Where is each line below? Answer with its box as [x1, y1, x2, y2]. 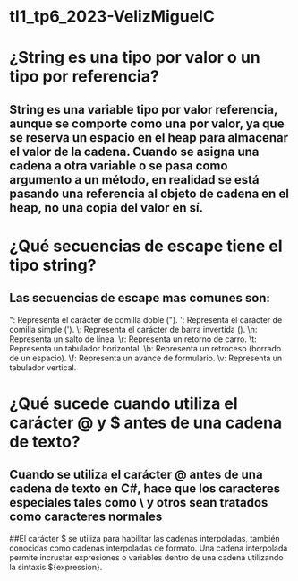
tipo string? [9, 255, 97, 275]
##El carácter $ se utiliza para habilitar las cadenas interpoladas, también [9, 533, 280, 543]
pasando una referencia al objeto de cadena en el [9, 186, 289, 201]
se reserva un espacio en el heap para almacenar [9, 130, 289, 145]
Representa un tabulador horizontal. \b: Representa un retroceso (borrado [9, 343, 282, 353]
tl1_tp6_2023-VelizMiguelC [9, 6, 215, 27]
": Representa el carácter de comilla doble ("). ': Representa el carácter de [9, 314, 283, 325]
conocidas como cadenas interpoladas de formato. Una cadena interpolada [9, 542, 288, 553]
